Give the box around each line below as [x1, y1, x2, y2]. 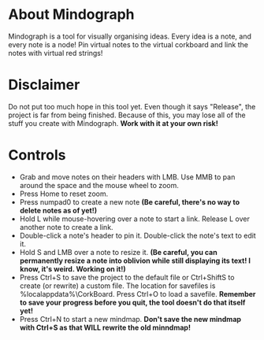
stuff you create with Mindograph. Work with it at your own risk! [8, 118, 218, 128]
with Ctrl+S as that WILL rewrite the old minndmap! [19, 323, 191, 332]
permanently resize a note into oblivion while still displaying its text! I [19, 256, 251, 265]
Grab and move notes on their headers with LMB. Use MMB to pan [19, 172, 236, 182]
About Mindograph [8, 6, 136, 24]
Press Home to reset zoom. [19, 189, 109, 198]
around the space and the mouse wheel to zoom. [19, 180, 179, 190]
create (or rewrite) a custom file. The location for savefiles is [19, 281, 216, 290]
